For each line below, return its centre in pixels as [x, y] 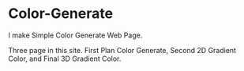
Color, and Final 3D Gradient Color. [65, 59]
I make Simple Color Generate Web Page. [75, 35]
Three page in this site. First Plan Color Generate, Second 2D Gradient [122, 50]
